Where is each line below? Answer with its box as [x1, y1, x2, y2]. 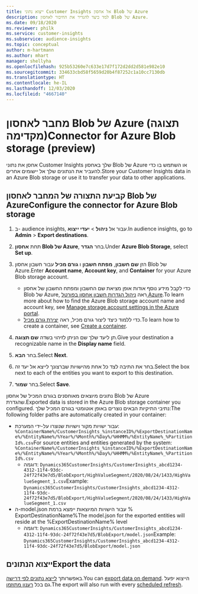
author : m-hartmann [6, 47, 54, 53]
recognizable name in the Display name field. [14, 340, 126, 347]
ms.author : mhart [6, 53, 49, 59]
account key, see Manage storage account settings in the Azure [23, 303, 179, 310]
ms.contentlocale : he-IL [6, 80, 67, 86]
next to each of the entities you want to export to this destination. [14, 369, 174, 376]
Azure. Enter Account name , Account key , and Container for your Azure [14, 267, 191, 274]
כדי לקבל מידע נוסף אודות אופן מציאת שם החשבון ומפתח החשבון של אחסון [23, 284, 191, 291]
